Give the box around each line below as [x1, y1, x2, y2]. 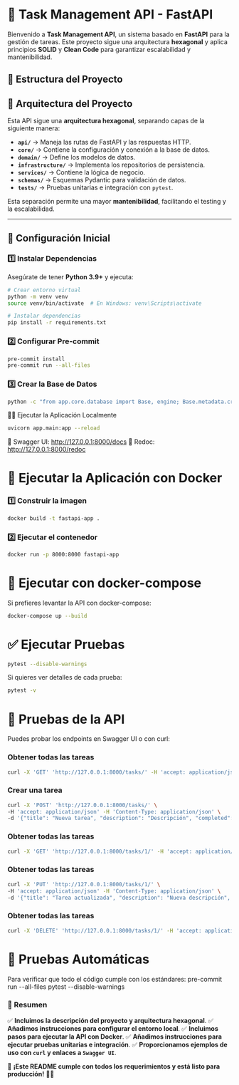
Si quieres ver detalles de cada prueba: [7, 673, 122, 682]
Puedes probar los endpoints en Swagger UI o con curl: [7, 734, 171, 743]
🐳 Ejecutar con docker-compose [7, 575, 202, 591]
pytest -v [7, 687, 37, 694]
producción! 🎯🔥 [7, 1069, 55, 1078]
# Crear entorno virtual [7, 286, 81, 294]
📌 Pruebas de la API [7, 711, 125, 727]
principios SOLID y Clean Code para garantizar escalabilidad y [7, 45, 191, 53]
